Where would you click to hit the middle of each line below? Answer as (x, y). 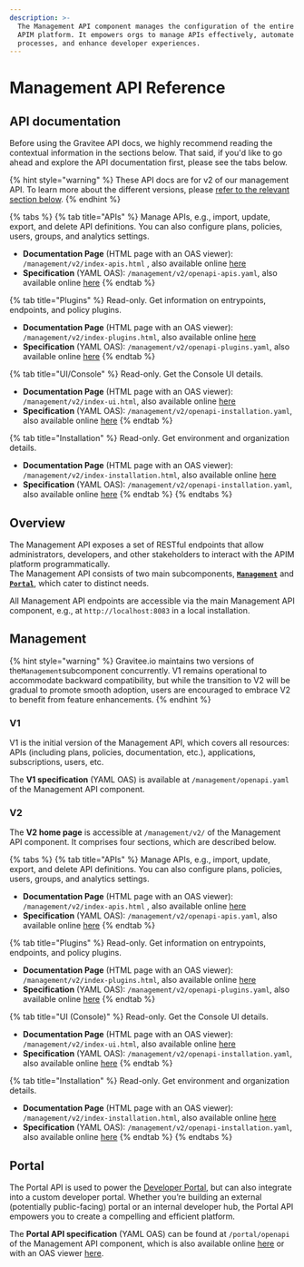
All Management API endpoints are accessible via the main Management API (152, 601)
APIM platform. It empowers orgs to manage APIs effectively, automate (156, 34)
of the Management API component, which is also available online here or (147, 1243)
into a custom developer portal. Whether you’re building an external (136, 1197)
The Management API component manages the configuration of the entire (156, 26)
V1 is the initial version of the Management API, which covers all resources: (150, 743)
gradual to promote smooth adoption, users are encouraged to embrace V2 (150, 690)
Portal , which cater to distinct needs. (79, 584)
